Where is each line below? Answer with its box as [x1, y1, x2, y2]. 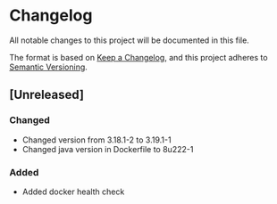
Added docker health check [21, 186, 125, 197]
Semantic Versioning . [9, 61, 88, 72]
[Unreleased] [9, 87, 85, 102]
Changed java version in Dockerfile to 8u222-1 [21, 143, 194, 154]
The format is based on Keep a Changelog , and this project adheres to [9, 52, 268, 62]
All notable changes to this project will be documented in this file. [9, 35, 250, 45]
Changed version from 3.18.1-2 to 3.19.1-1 [21, 135, 172, 145]
